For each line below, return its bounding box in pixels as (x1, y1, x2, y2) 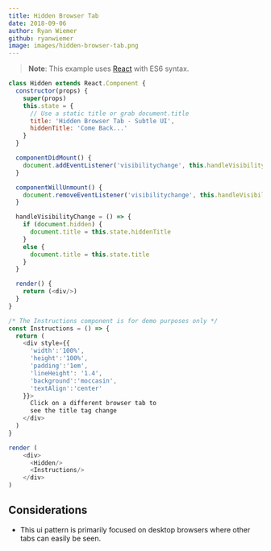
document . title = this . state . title (29, 251, 150, 259)
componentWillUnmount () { (15, 183, 103, 192)
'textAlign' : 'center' (29, 384, 103, 392)
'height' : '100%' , (29, 354, 89, 362)
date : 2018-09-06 (8, 19, 67, 27)
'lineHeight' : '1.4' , (29, 369, 103, 377)
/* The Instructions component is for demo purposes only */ (8, 317, 219, 325)
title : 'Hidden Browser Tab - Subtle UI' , (29, 117, 175, 125)
